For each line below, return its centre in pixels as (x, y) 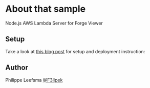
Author (17, 68)
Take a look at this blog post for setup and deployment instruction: (75, 51)
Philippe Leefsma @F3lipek (34, 80)
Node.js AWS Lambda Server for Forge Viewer (54, 23)
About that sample (46, 9)
